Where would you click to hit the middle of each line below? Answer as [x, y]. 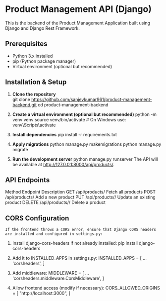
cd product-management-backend [73, 104]
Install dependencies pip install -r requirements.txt [65, 134]
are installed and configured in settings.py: [54, 234]
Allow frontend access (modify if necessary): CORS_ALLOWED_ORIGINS [86, 288]
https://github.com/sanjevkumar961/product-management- [92, 99]
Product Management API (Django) [79, 9]
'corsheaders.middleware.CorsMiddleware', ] [58, 278]
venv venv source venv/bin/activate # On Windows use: [69, 119]
